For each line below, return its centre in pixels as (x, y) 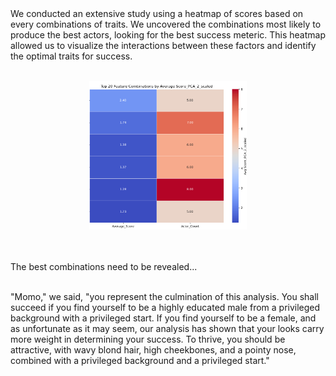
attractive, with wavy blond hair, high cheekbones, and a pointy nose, (153, 349)
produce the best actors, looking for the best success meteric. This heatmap (168, 35)
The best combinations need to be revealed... (104, 266)
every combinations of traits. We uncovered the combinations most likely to (166, 24)
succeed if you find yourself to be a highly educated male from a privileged (165, 307)
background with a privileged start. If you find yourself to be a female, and (163, 318)
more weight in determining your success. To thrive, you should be (148, 339)
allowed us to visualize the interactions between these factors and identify (163, 45)
